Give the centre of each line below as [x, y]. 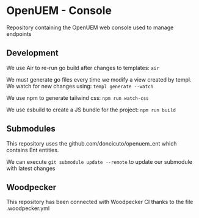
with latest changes [31, 168]
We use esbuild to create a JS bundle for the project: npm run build [91, 110]
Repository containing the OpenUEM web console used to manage [90, 27]
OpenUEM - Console [59, 11]
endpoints [19, 33]
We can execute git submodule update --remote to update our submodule [99, 161]
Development [33, 53]
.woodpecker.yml [28, 208]
